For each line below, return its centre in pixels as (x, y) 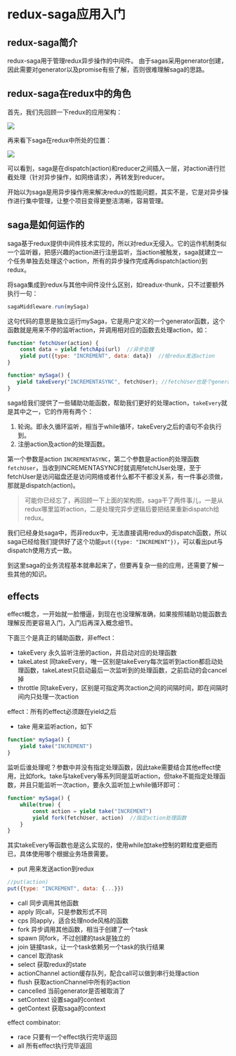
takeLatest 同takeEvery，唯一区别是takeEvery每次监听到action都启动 (117, 662)
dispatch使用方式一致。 (41, 550)
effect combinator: (34, 1022)
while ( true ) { (40, 804)
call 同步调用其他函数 (48, 903)
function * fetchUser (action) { (53, 343)
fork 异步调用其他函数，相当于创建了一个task (83, 930)
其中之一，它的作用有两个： (53, 411)
